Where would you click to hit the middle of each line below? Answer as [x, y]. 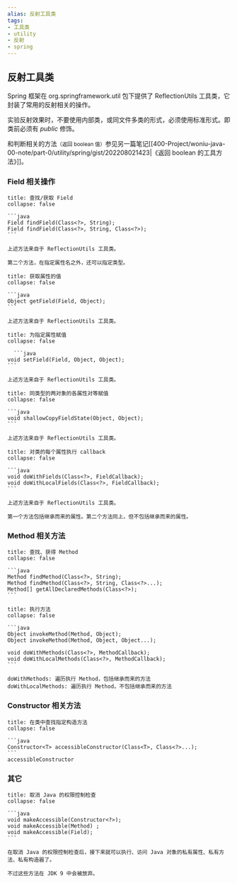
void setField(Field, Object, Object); [66, 360]
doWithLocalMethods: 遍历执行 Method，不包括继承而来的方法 [89, 687]
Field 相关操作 [31, 182]
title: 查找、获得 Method [43, 552]
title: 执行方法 [29, 610]
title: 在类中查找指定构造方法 [47, 722]
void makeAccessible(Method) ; [53, 826]
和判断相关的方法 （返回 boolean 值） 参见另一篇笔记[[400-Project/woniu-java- [116, 143]
